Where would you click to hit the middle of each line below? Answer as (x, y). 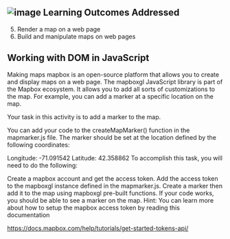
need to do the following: (42, 165)
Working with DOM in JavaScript (78, 58)
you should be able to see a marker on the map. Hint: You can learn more (111, 200)
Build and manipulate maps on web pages (76, 36)
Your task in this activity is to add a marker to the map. (84, 116)
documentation (28, 215)
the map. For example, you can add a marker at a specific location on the (111, 96)
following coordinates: (38, 144)
